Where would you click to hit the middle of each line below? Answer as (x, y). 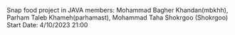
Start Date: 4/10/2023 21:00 (47, 25)
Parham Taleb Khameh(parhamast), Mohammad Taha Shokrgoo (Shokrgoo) (117, 17)
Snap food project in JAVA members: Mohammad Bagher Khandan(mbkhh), (117, 10)
